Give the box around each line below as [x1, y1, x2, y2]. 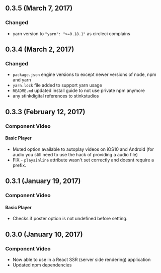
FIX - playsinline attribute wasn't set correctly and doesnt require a [12, 157, 154, 163]
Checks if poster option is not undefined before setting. [12, 216, 128, 222]
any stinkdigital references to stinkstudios [12, 93, 99, 99]
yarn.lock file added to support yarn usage [12, 82, 102, 88]
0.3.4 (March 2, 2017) [5, 45, 74, 54]
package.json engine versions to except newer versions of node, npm [12, 71, 156, 77]
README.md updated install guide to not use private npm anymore [12, 87, 145, 94]
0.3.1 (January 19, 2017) [5, 177, 81, 186]
